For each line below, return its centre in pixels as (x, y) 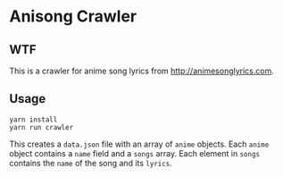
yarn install (33, 119)
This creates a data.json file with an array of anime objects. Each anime (139, 144)
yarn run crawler (42, 127)
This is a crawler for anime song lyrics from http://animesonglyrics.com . (141, 71)
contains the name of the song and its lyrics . (91, 163)
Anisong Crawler (73, 17)
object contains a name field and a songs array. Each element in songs (135, 153)
